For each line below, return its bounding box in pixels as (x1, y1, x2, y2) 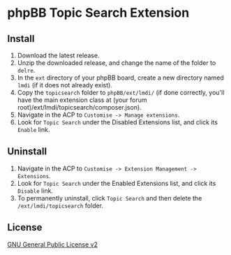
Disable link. (17, 187, 54, 195)
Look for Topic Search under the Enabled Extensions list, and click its (17, 179, 216, 187)
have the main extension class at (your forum (17, 96, 148, 104)
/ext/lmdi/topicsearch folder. (17, 201, 103, 210)
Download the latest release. (17, 51, 100, 59)
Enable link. (17, 126, 50, 133)
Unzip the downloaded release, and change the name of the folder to (17, 59, 216, 67)
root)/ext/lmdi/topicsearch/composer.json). (17, 103, 142, 111)
